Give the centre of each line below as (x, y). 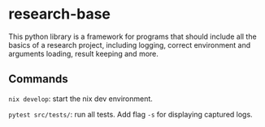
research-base (60, 14)
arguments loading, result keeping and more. (83, 53)
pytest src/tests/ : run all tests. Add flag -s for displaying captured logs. (131, 114)
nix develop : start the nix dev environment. (80, 99)
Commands (39, 79)
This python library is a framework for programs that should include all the (133, 36)
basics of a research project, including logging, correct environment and (130, 44)
